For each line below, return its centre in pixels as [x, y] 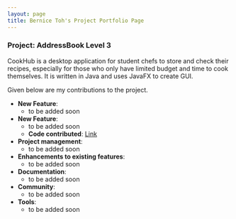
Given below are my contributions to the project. [78, 90]
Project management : [50, 141]
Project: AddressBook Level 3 [59, 46]
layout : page [27, 14]
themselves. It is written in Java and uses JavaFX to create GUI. [100, 76]
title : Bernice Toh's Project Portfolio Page [75, 21]
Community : [36, 186]
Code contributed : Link [63, 134]
